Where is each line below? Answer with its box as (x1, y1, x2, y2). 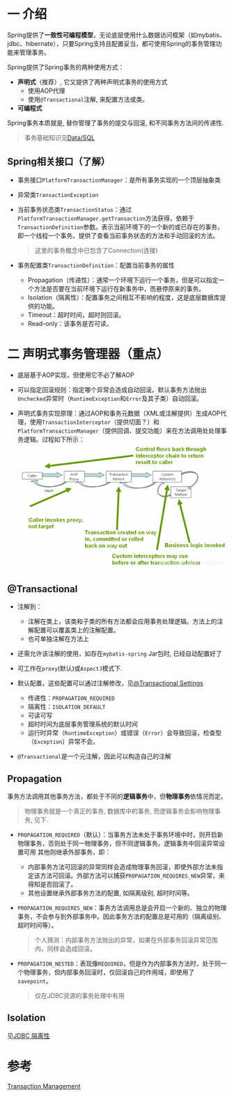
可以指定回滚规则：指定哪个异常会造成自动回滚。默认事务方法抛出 (17, 385, 207, 394)
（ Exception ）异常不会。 (27, 738, 100, 746)
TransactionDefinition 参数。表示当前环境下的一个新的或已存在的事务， (17, 222, 224, 231)
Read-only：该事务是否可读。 (27, 319, 113, 327)
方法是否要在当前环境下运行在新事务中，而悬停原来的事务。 (33, 284, 205, 293)
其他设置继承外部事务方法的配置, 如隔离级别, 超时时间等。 (27, 889, 194, 897)
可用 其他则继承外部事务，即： (23, 848, 111, 857)
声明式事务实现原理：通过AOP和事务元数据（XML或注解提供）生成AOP (17, 409, 221, 417)
